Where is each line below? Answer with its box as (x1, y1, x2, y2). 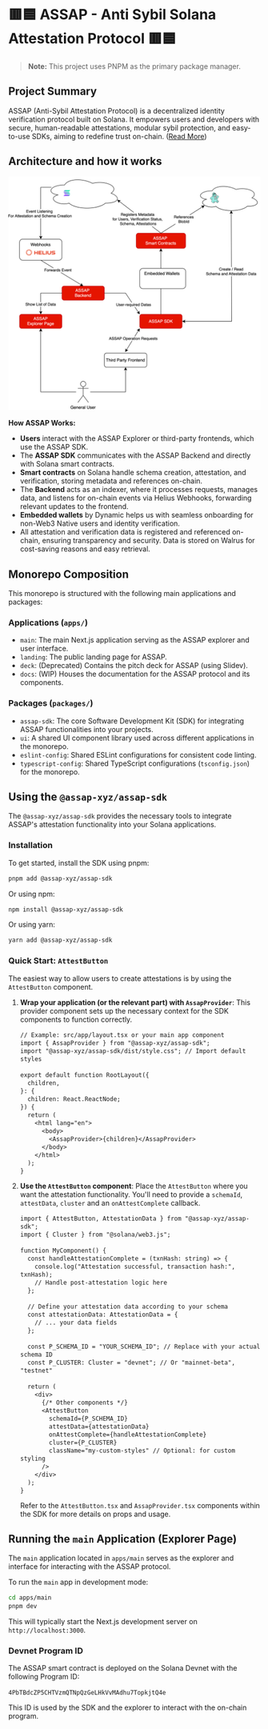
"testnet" (19, 1367, 54, 1375)
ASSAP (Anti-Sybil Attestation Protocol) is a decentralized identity (8, 106, 226, 115)
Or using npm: (8, 889, 55, 899)
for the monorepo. (19, 766, 80, 776)
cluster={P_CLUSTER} (49, 1439, 118, 1447)
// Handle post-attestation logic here (34, 1279, 168, 1287)
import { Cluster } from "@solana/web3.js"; (19, 1231, 171, 1239)
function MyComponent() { (19, 1247, 106, 1255)
